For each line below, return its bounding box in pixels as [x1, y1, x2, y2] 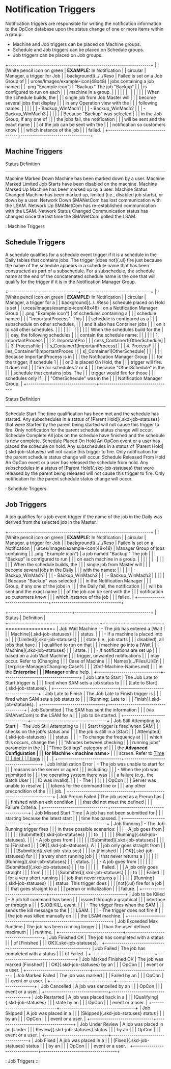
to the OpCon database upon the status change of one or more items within [5, 26, 164, 32]
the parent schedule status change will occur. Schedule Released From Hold [5, 454, 165, 460]
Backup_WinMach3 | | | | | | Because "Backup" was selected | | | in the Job [5, 111, 162, 117]
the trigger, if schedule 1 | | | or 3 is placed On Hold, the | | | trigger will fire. [5, 359, 163, 365]
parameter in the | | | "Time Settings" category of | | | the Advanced [5, 745, 148, 751]
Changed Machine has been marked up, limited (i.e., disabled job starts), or [5, 191, 163, 197]
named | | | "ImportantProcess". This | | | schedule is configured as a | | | [5, 315, 158, 322]
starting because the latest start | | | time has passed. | [5, 815, 120, 822]
